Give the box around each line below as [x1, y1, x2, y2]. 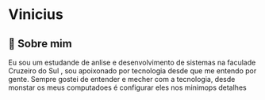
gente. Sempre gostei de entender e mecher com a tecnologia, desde [8, 75, 236, 83]
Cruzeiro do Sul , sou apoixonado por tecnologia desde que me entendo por [8, 66, 257, 76]
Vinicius [8, 6, 63, 24]
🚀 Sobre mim [8, 37, 73, 50]
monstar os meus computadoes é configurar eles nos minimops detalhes [8, 83, 248, 92]
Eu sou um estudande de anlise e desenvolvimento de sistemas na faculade [8, 57, 256, 67]
